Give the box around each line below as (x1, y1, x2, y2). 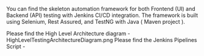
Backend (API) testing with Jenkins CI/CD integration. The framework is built (6, 12, 198, 19)
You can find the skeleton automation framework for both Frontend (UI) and (6, 5, 196, 12)
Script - (6, 43, 26, 50)
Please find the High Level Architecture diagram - (6, 30, 130, 37)
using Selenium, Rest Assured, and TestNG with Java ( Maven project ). (6, 18, 186, 25)
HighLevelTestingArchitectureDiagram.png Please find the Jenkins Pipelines (6, 37, 197, 43)
